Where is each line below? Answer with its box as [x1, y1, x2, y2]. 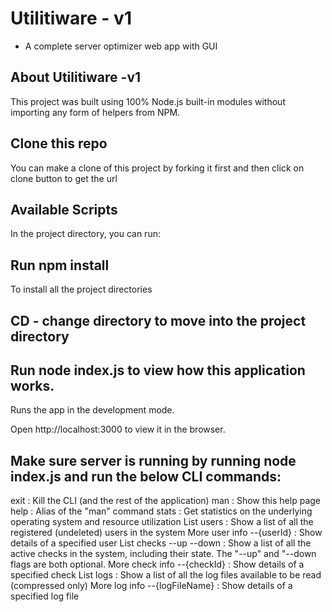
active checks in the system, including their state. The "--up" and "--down [10, 548, 317, 560]
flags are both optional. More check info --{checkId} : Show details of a [10, 558, 305, 571]
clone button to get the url [10, 172, 118, 184]
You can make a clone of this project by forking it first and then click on [10, 162, 305, 174]
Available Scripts [10, 201, 118, 218]
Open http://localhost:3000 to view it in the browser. [10, 423, 226, 436]
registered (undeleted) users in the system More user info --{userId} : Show [10, 527, 323, 539]
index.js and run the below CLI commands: [10, 468, 282, 485]
